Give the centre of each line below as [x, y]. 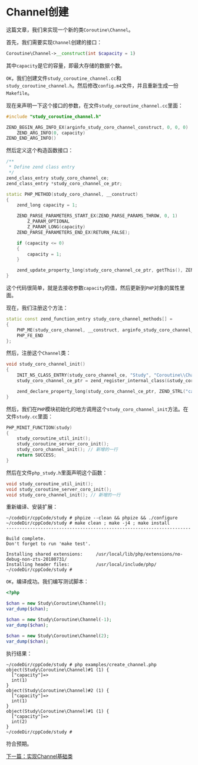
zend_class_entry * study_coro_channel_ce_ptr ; [64, 183]
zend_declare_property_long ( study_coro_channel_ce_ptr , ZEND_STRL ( [101, 391]
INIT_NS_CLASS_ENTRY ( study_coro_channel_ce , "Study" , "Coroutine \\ [101, 375]
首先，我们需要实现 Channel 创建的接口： [54, 42]
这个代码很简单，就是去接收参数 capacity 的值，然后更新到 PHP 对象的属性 [93, 288]
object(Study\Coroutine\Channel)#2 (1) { [58, 690]
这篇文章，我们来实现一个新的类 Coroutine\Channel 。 [70, 30]
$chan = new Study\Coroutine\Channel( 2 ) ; [58, 636]
